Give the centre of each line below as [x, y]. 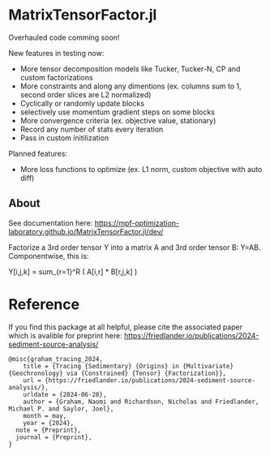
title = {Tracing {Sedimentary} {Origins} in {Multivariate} [128, 366]
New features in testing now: [56, 53]
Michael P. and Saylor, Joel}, [61, 409]
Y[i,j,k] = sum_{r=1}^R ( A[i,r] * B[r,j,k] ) [73, 271]
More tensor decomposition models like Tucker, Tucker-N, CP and [130, 69]
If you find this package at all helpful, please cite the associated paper [126, 327]
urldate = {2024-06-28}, [65, 394]
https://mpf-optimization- [137, 223]
